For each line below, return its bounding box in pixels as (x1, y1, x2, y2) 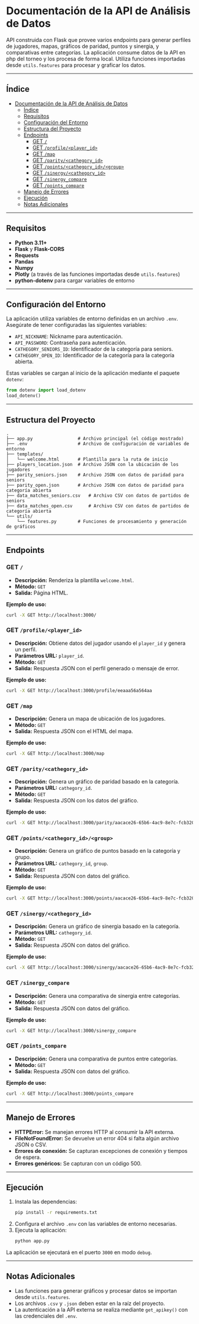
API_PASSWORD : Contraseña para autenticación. (14, 339, 127, 346)
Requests (14, 252, 39, 259)
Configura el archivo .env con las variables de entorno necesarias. (14, 1220, 177, 1227)
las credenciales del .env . (14, 1312, 78, 1319)
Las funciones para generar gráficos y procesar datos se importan (14, 1287, 177, 1294)
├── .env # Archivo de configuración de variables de (6, 441, 190, 446)
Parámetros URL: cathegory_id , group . (14, 860, 108, 867)
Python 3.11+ (14, 239, 47, 246)
